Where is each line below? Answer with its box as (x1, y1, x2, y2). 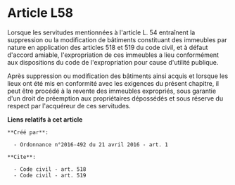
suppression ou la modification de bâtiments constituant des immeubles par (7, 35, 227, 44)
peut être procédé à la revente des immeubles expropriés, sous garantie (7, 87, 217, 95)
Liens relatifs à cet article (7, 115, 83, 124)
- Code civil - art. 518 (13, 165, 87, 173)
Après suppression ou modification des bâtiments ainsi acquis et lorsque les (7, 72, 229, 80)
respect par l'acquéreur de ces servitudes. (7, 101, 132, 110)
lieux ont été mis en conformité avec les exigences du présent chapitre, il (7, 79, 220, 87)
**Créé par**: (7, 129, 49, 136)
